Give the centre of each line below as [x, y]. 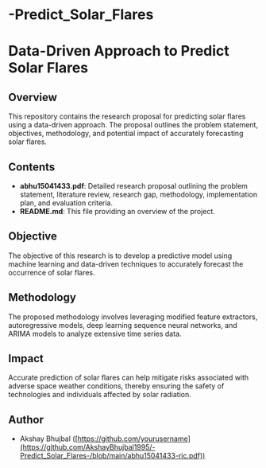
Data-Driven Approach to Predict [119, 51]
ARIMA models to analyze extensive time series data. [95, 333]
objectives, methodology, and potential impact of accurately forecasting [126, 134]
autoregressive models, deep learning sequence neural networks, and [123, 325]
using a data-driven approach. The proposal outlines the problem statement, [133, 125]
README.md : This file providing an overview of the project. [118, 211]
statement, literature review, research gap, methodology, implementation [139, 194]
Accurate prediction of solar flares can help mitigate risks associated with [129, 378]
